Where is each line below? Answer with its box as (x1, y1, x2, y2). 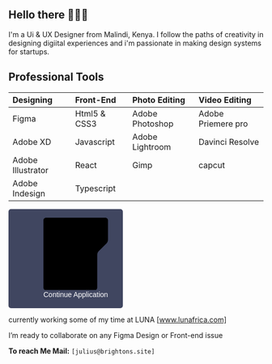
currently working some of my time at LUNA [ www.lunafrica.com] (8, 315, 227, 324)
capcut (198, 159, 225, 171)
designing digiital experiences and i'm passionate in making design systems (8, 38, 261, 48)
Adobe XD (12, 136, 52, 147)
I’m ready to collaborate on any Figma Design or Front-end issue (8, 331, 223, 341)
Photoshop (132, 118, 174, 129)
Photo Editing (132, 94, 186, 105)
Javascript (74, 136, 116, 147)
